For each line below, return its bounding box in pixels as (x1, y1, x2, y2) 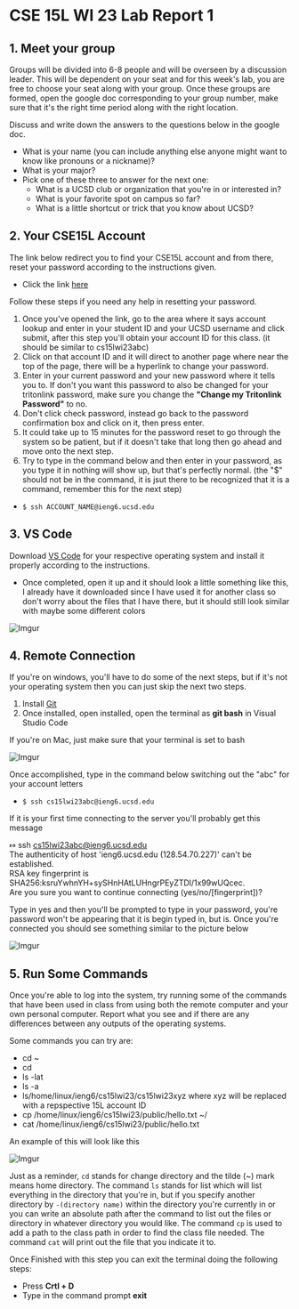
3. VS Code (9, 527, 73, 542)
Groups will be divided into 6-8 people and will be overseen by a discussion (9, 64, 287, 75)
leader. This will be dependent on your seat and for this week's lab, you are (9, 74, 285, 85)
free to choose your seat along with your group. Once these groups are (9, 84, 271, 93)
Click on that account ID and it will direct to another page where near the (21, 351, 289, 361)
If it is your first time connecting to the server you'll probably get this (9, 813, 261, 824)
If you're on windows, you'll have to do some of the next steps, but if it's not (9, 672, 287, 683)
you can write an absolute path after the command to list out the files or (9, 1208, 271, 1219)
